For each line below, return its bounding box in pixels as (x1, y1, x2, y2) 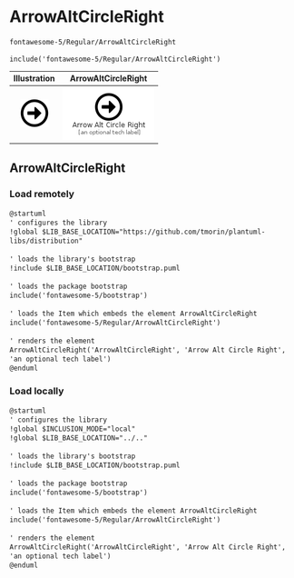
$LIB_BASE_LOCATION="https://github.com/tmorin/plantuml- (42, 227, 266, 236)
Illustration (13, 73, 56, 84)
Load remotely (9, 187, 75, 200)
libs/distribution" (9, 236, 83, 245)
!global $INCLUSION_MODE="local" (9, 424, 136, 433)
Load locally (9, 384, 64, 397)
